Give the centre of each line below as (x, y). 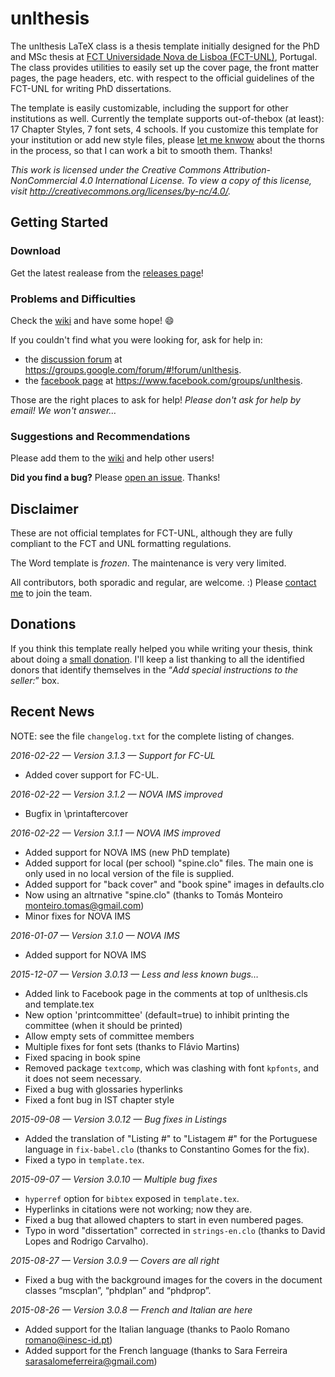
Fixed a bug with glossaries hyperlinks (103, 1089)
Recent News (52, 712)
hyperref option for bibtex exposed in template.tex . (132, 1198)
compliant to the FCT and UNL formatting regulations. (121, 544)
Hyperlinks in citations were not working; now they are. (138, 1209)
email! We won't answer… (63, 410)
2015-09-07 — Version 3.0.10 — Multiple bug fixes (114, 1179)
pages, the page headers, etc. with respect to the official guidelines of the (162, 78)
